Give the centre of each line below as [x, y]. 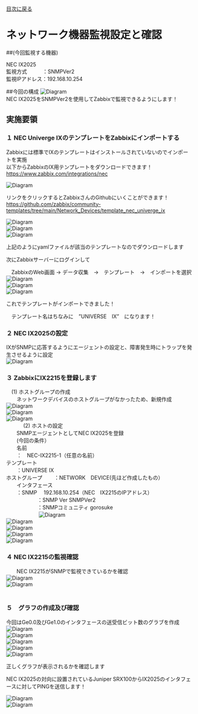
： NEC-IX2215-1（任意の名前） [57, 455]
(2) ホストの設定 [43, 426]
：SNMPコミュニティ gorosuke [75, 508]
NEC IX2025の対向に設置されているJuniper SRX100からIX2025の [86, 679]
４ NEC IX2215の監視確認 [42, 557]
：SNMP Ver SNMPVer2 [66, 500]
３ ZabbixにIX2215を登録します [52, 378]
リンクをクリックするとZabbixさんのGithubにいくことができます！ [87, 197]
